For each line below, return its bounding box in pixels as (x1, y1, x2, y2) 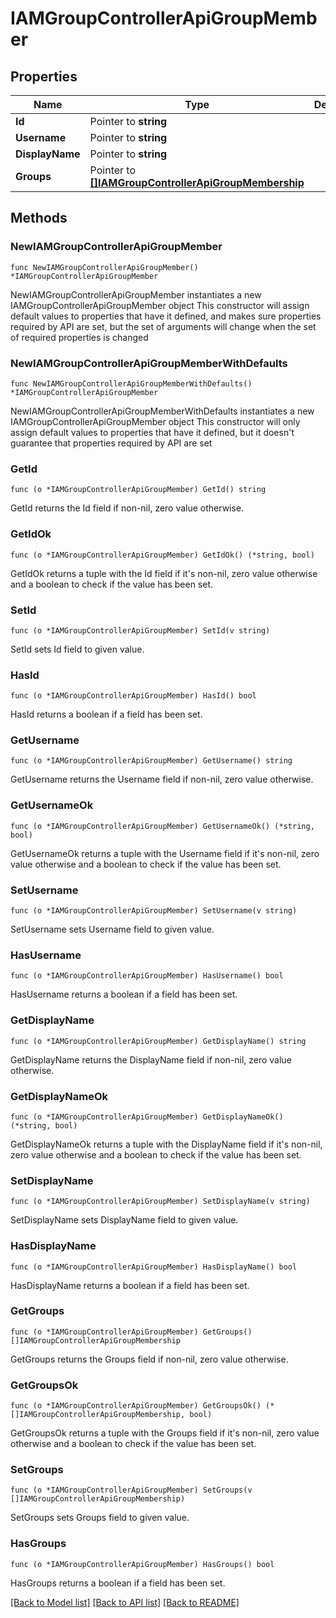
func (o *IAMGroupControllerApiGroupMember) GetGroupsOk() (10, 1401, 262, 1411)
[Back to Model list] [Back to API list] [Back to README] (10, 1596, 240, 1608)
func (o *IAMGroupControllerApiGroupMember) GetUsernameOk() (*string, (10, 821, 315, 831)
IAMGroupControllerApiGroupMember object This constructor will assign (10, 299, 310, 311)
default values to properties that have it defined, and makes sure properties (10, 310, 322, 322)
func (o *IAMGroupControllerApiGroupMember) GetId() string (10, 485, 267, 495)
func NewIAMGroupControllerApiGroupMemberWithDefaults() (10, 378, 253, 389)
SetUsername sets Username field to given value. (10, 923, 215, 936)
